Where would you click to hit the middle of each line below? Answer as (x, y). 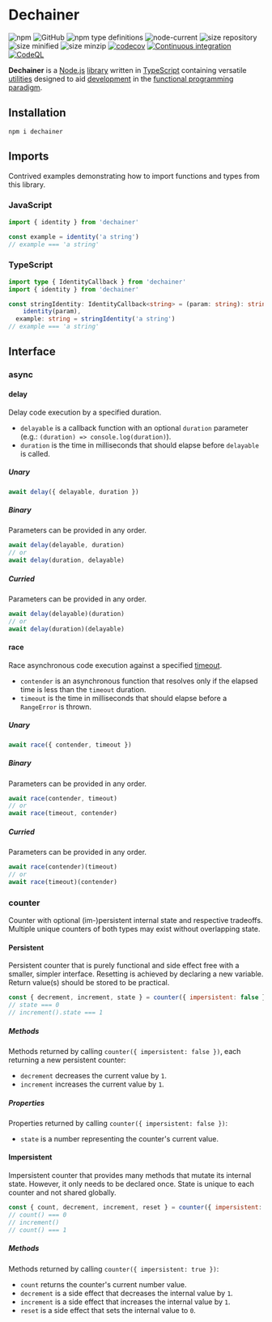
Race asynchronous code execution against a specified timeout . (115, 665)
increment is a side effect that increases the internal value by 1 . (125, 1302)
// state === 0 (34, 1005)
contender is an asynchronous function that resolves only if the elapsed (139, 681)
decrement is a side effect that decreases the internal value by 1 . (126, 1293)
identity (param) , (52, 312)
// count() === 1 (38, 1230)
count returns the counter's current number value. (104, 1284)
